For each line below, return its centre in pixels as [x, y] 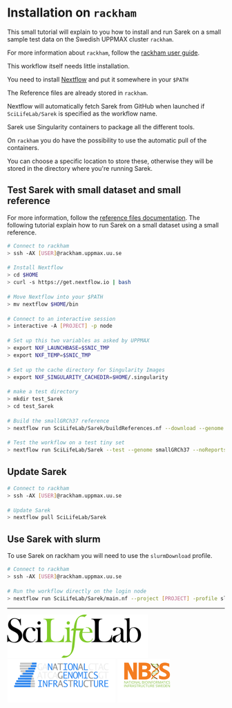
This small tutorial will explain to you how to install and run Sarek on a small [114, 32]
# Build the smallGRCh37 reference [58, 421]
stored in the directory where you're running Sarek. [80, 168]
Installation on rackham [72, 13]
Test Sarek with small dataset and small [94, 190]
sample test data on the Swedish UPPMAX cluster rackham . [90, 39]
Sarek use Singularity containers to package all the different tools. [101, 127]
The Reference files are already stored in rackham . [78, 93]
